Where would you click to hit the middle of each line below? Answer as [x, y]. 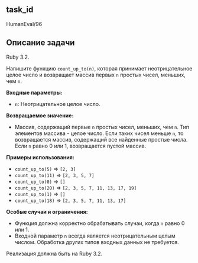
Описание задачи [40, 43]
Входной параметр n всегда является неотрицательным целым [95, 236]
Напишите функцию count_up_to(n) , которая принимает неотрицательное [99, 68]
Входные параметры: [35, 92]
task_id [20, 10]
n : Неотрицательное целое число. [57, 104]
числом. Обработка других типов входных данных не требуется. [97, 242]
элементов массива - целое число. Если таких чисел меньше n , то [99, 133]
